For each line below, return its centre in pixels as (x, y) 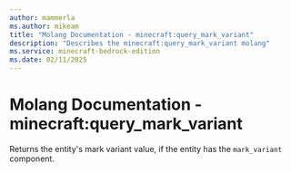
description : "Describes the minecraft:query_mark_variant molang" (140, 43)
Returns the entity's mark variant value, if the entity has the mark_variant (146, 149)
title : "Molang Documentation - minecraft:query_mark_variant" (132, 34)
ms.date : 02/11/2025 (49, 60)
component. (32, 159)
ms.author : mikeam (44, 26)
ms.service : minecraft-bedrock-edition (85, 52)
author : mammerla (42, 18)
